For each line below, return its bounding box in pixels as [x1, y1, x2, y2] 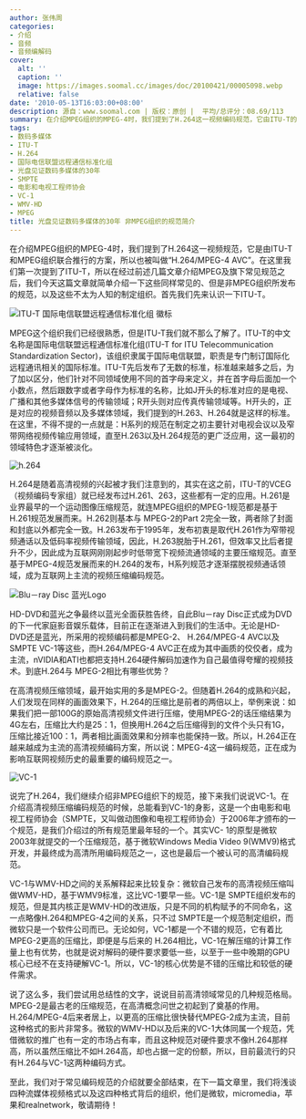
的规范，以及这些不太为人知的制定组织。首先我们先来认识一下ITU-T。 [9, 288, 270, 299]
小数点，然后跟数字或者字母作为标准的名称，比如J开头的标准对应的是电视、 [9, 384, 293, 395]
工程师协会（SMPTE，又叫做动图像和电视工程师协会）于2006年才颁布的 [16, 813, 289, 824]
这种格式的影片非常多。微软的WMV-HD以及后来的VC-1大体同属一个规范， [9, 1022, 287, 1033]
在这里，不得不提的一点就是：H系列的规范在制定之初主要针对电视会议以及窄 [9, 419, 295, 430]
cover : [9, 56, 35, 65]
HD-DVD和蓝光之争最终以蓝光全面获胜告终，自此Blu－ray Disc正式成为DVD [9, 608, 293, 619]
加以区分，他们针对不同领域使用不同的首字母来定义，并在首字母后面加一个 [16, 373, 297, 384]
